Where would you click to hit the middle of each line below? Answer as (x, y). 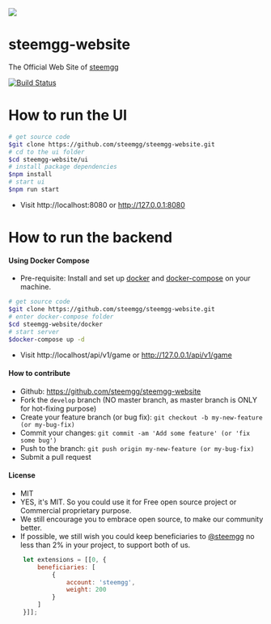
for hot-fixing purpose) (58, 408)
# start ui (27, 182)
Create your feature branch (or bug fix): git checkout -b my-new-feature (141, 417)
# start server (34, 331)
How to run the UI (68, 115)
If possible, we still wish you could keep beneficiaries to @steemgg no (137, 536)
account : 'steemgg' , (101, 582)
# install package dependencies (63, 167)
